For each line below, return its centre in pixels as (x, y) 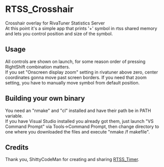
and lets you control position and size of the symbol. (59, 33)
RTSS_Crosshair (39, 9)
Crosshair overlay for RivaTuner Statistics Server (55, 23)
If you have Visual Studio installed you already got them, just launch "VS (79, 121)
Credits (17, 147)
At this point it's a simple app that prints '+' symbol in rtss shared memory (81, 28)
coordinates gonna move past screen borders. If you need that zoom (76, 77)
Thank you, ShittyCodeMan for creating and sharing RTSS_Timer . (72, 159)
